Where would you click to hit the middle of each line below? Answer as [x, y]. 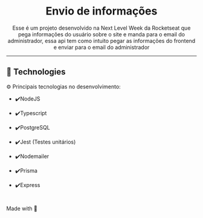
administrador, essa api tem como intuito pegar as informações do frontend [101, 41]
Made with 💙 [22, 208]
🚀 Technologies [36, 72]
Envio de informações [101, 11]
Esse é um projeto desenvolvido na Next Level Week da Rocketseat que [101, 28]
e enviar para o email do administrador [101, 47]
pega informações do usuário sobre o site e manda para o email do [101, 34]
